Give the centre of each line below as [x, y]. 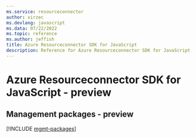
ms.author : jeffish [30, 39]
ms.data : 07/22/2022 [32, 28]
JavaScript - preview [59, 92]
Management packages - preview [70, 115]
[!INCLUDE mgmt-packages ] [41, 128]
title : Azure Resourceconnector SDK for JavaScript [71, 45]
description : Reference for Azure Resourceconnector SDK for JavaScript [98, 51]
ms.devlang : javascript [36, 23]
